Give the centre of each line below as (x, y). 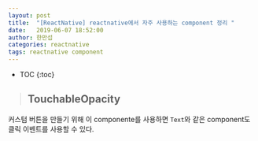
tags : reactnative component (56, 52)
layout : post (29, 15)
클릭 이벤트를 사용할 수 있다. (51, 129)
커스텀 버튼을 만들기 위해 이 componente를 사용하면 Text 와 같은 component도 (129, 119)
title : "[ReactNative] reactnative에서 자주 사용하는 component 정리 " (122, 23)
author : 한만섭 (31, 37)
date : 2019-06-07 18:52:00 (56, 30)
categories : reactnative (49, 45)
